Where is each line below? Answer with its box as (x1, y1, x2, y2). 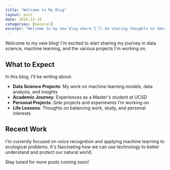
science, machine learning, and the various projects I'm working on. (5, 46, 147, 52)
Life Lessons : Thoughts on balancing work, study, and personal (12, 105, 146, 111)
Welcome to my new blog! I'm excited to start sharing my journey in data (5, 40, 156, 46)
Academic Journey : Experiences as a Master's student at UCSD (12, 94, 147, 100)
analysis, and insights (12, 89, 58, 95)
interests (12, 110, 31, 116)
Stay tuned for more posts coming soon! (5, 159, 90, 165)
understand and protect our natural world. (5, 149, 93, 155)
